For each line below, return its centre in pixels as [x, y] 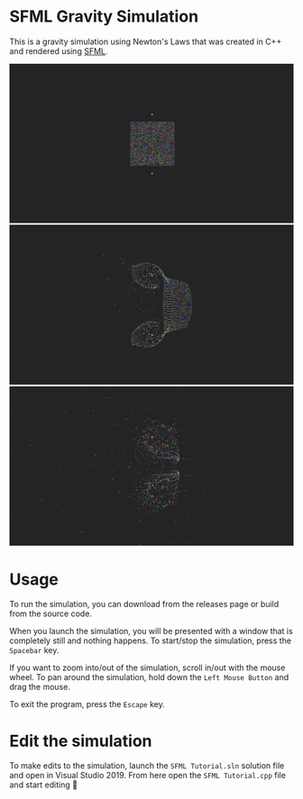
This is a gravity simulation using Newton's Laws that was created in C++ [146, 41]
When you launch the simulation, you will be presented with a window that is [151, 631]
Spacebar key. [34, 650]
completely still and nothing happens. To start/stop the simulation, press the [150, 640]
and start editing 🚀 [44, 785]
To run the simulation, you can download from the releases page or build [144, 604]
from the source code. [51, 613]
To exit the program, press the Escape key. [87, 704]
